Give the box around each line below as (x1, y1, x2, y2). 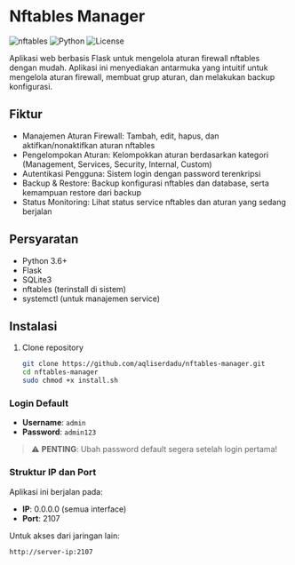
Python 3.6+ (21, 255, 68, 266)
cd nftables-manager (21, 368, 99, 377)
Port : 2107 (21, 513, 60, 523)
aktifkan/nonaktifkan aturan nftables (21, 139, 155, 150)
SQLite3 (21, 274, 52, 285)
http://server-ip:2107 (9, 547, 93, 556)
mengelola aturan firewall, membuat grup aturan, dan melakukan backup (9, 71, 275, 82)
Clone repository (21, 342, 84, 353)
